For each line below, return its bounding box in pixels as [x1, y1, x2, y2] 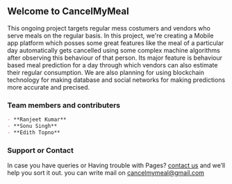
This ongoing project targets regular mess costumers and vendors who [7, 24, 210, 32]
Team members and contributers [7, 100, 120, 110]
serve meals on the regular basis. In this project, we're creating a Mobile [7, 31, 214, 40]
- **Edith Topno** [7, 128, 60, 136]
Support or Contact [7, 145, 74, 155]
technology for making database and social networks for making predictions [7, 76, 226, 84]
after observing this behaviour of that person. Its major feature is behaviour [7, 53, 222, 62]
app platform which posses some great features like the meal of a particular [7, 38, 224, 47]
